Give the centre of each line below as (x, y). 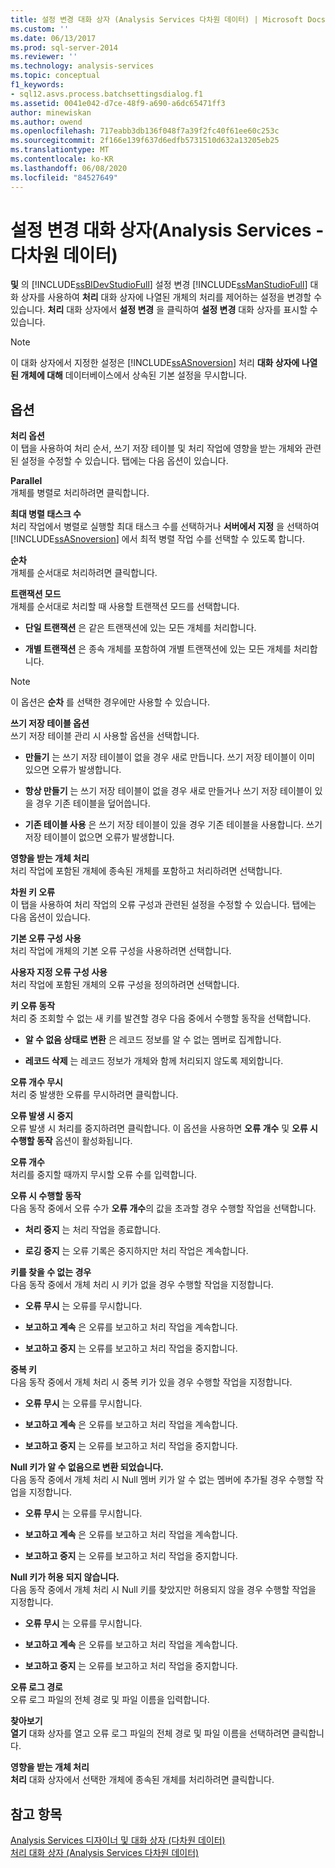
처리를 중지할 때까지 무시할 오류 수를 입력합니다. (104, 1175)
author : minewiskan (51, 112)
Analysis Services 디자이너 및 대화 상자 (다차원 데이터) (118, 1840)
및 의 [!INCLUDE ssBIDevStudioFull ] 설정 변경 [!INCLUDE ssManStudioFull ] (159, 285)
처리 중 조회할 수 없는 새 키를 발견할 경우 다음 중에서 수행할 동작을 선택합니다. (161, 1018)
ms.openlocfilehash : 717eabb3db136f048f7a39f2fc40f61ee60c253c (145, 131)
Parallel (26, 481)
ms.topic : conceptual (55, 76)
